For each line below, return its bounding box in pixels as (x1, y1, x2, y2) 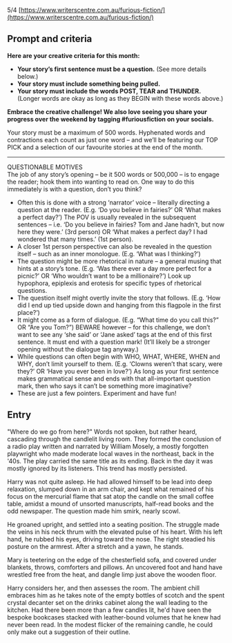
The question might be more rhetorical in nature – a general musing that (17, 257, 222, 265)
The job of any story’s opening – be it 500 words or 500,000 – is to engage (7, 170, 220, 178)
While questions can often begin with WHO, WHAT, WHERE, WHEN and (17, 352, 221, 361)
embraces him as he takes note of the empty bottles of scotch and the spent (7, 591, 225, 599)
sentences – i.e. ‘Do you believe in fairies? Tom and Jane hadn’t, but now (17, 220, 224, 229)
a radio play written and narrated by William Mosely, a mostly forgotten (7, 442, 209, 450)
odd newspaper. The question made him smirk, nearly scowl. (7, 507, 181, 515)
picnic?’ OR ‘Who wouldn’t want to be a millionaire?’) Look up (17, 271, 191, 280)
